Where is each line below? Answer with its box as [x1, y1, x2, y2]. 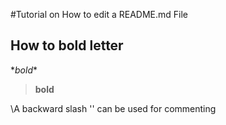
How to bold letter [10, 37, 124, 54]
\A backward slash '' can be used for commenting [10, 102, 217, 114]
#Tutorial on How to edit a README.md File [10, 9, 188, 20]
